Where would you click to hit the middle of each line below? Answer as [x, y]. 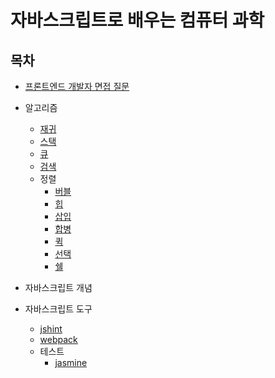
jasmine [71, 362]
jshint [51, 329]
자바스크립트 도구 [58, 309]
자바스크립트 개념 [58, 287]
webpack [58, 339]
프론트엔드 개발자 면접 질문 [77, 86]
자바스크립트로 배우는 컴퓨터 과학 [137, 20]
